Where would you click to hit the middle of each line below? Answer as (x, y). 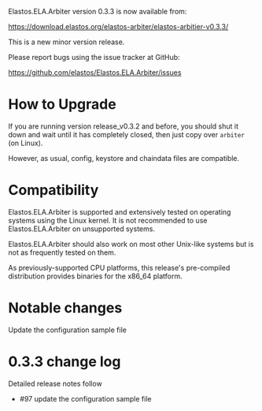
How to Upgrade (62, 105)
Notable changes (65, 308)
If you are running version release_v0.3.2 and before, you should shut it (123, 126)
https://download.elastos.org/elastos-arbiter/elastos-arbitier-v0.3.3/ (118, 26)
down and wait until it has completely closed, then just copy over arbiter (127, 134)
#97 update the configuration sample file (85, 398)
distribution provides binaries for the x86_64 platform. (95, 276)
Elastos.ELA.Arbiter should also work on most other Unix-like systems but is (131, 244)
